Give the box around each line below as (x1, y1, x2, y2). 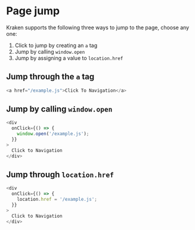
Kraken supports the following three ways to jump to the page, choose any (6, 24, 190, 31)
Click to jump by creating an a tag (14, 42, 97, 49)
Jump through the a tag (6, 72, 95, 82)
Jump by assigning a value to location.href (14, 54, 123, 61)
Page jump (6, 4, 60, 18)
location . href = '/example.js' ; (17, 197, 97, 203)
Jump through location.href (6, 169, 114, 179)
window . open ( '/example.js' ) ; (17, 131, 89, 137)
